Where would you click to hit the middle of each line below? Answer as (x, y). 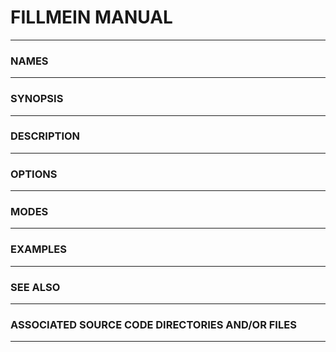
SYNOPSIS (37, 99)
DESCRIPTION (45, 136)
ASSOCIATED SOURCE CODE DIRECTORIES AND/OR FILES (153, 324)
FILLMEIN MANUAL (91, 17)
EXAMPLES (38, 249)
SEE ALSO (35, 287)
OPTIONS (34, 174)
